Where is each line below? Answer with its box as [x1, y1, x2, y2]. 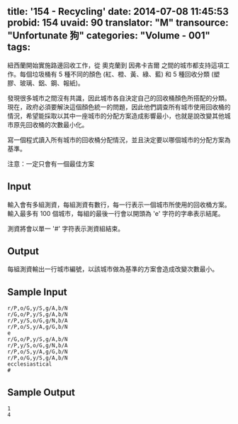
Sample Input [7, 286, 67, 298]
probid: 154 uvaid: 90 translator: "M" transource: [7, 17, 229, 29]
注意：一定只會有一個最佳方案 [7, 159, 94, 168]
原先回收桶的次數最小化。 [13, 120, 89, 129]
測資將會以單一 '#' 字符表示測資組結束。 [7, 224, 125, 233]
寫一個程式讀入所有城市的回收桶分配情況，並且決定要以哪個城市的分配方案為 [7, 135, 231, 144]
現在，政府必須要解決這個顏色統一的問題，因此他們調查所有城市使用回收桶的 [7, 102, 231, 111]
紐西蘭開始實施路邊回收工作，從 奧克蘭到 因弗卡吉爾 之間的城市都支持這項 [7, 60, 224, 70]
